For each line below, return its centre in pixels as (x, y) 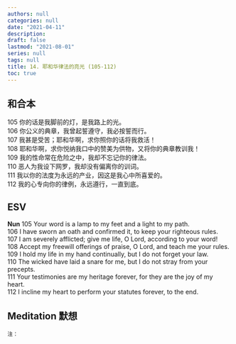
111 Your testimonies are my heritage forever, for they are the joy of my (110, 277)
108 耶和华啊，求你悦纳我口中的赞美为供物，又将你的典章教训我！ (104, 149)
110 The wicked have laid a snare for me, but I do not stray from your (108, 262)
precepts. (21, 270)
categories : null (33, 21)
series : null (27, 54)
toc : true (22, 73)
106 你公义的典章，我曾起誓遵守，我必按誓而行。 (79, 131)
